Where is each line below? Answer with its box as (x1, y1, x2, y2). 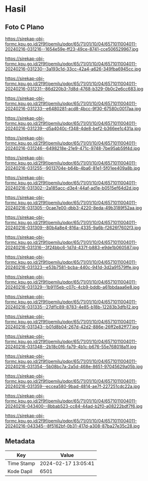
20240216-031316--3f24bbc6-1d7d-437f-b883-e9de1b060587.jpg (5, 245, 139, 250)
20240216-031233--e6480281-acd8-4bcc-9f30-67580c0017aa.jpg (5, 106, 141, 111)
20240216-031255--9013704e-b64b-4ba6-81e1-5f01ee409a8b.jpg (5, 165, 140, 171)
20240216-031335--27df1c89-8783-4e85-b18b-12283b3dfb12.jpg (5, 304, 139, 310)
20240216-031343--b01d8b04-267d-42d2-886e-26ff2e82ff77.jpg (5, 324, 139, 330)
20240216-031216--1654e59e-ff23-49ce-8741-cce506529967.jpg (5, 46, 139, 52)
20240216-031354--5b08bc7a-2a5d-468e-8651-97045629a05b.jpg (5, 364, 143, 369)
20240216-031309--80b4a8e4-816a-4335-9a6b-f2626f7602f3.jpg (5, 225, 141, 230)
